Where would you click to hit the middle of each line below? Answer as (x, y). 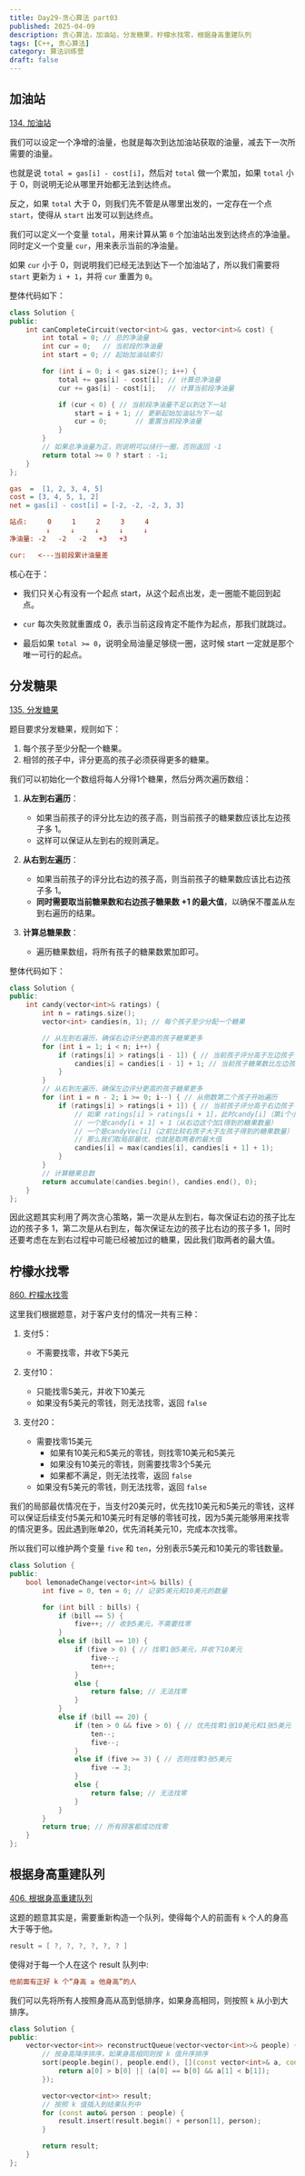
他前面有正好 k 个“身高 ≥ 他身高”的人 (73, 1981)
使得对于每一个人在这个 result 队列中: (79, 1964)
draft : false (34, 60)
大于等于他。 (33, 1929)
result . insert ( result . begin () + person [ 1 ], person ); (159, 2121)
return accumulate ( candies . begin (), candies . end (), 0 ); (150, 1182)
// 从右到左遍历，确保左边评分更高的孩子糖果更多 (123, 1089)
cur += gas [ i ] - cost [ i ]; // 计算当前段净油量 (146, 388)
